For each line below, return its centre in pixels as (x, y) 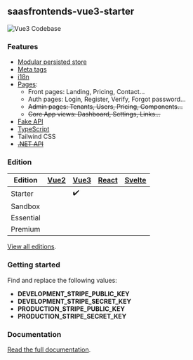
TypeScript (33, 129)
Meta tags (32, 69)
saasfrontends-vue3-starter (71, 12)
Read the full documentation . (49, 349)
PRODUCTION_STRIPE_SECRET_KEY (72, 316)
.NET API (31, 144)
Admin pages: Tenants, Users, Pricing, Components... (105, 107)
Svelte (135, 180)
